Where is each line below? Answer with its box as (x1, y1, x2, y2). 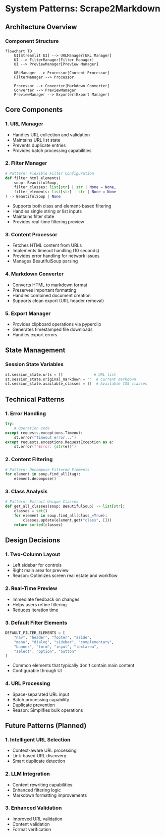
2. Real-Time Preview (5, 585, 57, 592)
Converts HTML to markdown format (12, 282, 88, 288)
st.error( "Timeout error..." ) (14, 435, 77, 440)
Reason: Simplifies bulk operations (12, 707, 83, 713)
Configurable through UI (12, 668, 62, 674)
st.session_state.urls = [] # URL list (5, 372, 116, 377)
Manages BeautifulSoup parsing (12, 258, 78, 264)
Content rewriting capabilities (12, 782, 73, 787)
